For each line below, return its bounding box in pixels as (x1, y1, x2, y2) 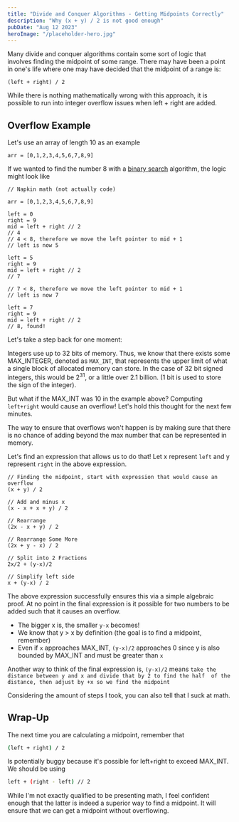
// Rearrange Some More (7, 535, 78, 543)
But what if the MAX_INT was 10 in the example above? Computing (7, 394, 203, 403)
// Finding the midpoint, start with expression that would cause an (7, 473, 218, 480)
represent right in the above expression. (7, 460, 127, 468)
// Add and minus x (7, 498, 65, 505)
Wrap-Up (7, 712, 50, 724)
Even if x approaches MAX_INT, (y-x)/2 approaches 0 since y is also (17, 643, 221, 652)
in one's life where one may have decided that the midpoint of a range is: (7, 65, 221, 73)
